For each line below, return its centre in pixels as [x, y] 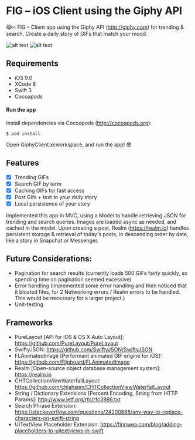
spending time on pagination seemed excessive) [73, 279]
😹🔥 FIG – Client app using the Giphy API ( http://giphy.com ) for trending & [95, 27]
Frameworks [30, 323]
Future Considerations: [49, 259]
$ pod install [23, 133]
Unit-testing [29, 304]
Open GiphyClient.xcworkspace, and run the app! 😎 [69, 145]
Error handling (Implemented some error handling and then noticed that [101, 286]
